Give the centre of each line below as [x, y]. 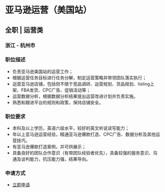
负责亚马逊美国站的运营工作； [42, 71]
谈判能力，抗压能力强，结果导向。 [56, 159]
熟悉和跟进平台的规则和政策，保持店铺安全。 [58, 102]
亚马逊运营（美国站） [49, 10]
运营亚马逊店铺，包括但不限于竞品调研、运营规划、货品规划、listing [81, 84]
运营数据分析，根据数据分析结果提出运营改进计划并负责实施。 [75, 96]
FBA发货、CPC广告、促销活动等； [56, 90]
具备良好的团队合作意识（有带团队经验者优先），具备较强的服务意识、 [82, 153]
